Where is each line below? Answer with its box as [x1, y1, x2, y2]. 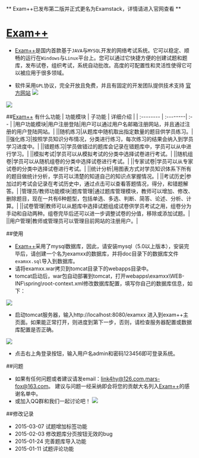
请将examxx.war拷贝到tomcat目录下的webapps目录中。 [14, 264, 152, 272]
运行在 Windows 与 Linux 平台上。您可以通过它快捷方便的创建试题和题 [25, 54, 188, 61]
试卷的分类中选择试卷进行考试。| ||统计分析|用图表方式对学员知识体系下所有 [6, 165, 192, 172]
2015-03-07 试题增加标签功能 [14, 422, 87, 430]
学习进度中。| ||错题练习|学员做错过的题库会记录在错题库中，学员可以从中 [6, 142, 187, 150]
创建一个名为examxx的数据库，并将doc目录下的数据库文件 [35, 250, 179, 257]
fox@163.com [14, 382, 49, 390]
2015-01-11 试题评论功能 [14, 445, 74, 452]
